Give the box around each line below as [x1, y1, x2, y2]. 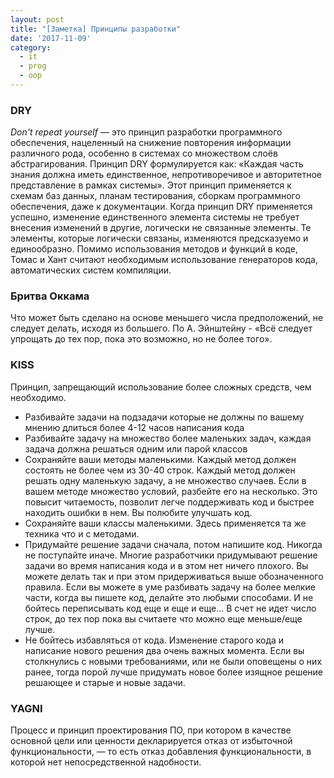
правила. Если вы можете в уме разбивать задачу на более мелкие [24, 581, 316, 593]
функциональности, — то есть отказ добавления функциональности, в [10, 746, 312, 758]
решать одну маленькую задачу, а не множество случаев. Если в [24, 474, 307, 486]
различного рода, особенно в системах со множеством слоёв [10, 147, 278, 160]
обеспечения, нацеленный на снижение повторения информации [10, 137, 292, 149]
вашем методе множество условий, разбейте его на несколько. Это [24, 485, 318, 497]
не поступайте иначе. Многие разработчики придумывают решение [24, 549, 318, 561]
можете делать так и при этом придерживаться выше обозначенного [24, 570, 324, 582]
